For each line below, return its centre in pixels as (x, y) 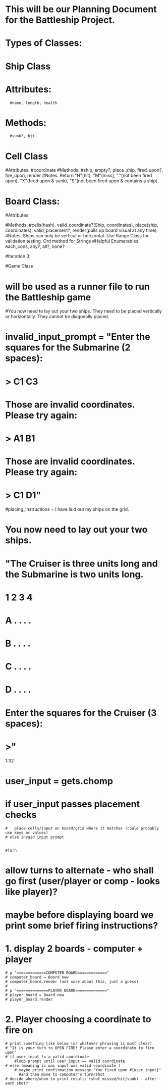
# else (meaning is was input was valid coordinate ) (63, 1066)
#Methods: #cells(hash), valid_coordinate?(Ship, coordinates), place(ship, (82, 225)
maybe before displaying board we (79, 915)
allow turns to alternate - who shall (79, 870)
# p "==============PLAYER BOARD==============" (57, 991)
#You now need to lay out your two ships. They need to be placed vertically (84, 311)
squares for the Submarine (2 (68, 348)
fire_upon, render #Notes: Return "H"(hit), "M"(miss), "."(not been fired (79, 176)
